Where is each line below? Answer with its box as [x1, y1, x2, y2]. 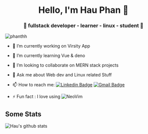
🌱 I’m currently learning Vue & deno [12, 53, 85, 59]
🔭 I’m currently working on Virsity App [12, 43, 90, 49]
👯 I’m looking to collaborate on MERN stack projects [12, 62, 119, 68]
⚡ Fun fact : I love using [12, 94, 61, 100]
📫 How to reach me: [12, 82, 55, 88]
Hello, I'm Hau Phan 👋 [38, 4, 129, 16]
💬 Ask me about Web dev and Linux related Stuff [12, 72, 112, 78]
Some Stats [5, 110, 42, 118]
